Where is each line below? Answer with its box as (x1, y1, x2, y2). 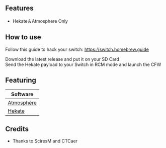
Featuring (5, 76, 37, 85)
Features (5, 4, 34, 13)
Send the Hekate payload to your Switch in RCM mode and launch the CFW (5, 61, 161, 67)
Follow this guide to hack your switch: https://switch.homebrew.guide (5, 46, 149, 52)
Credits (5, 124, 29, 133)
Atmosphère (8, 99, 37, 106)
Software (11, 91, 34, 98)
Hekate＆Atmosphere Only (12, 18, 68, 24)
